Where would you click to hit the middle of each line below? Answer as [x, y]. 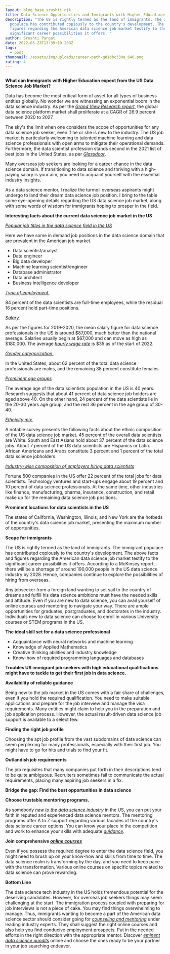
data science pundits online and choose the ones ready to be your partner [83, 941]
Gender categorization [29, 354]
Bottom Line [18, 883]
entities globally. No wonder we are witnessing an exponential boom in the [83, 101]
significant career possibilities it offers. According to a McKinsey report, [80, 564]
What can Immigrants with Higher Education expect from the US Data [79, 81]
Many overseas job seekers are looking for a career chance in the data [79, 164]
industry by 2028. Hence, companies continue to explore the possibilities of [84, 575]
